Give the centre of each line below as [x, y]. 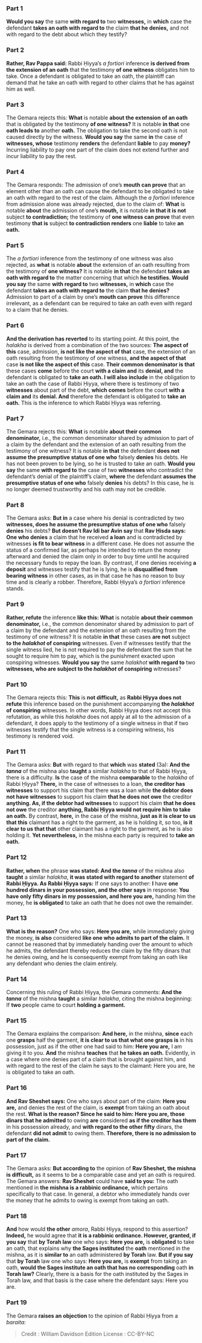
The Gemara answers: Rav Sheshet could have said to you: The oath [92, 1181]
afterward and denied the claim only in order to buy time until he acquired [97, 557]
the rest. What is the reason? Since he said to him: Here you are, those [96, 1114]
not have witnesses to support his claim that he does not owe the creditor [99, 797]
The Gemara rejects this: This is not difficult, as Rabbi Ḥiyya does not [94, 697]
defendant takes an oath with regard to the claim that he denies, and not [97, 28]
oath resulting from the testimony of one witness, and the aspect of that [96, 358]
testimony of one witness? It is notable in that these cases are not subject [98, 636]
